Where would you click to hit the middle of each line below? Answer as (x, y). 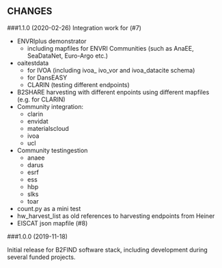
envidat (38, 121)
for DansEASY (47, 77)
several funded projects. (41, 257)
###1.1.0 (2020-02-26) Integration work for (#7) (74, 27)
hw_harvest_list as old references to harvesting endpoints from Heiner (116, 216)
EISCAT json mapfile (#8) (52, 223)
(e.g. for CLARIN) (41, 99)
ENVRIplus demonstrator (52, 41)
